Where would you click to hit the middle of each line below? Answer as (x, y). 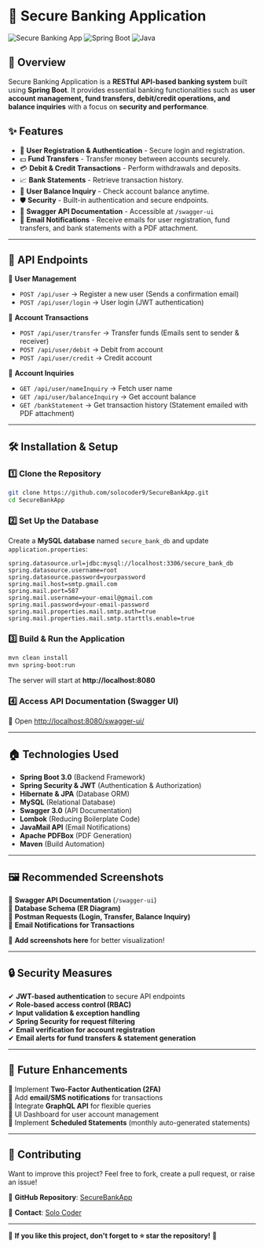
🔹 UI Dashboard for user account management (84, 1114)
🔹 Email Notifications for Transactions (71, 925)
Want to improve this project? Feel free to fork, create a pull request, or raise (132, 1173)
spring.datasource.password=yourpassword (77, 577)
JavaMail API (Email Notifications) (75, 827)
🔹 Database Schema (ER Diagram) (64, 908)
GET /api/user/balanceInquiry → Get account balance (108, 397)
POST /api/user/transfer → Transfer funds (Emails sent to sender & (129, 333)
